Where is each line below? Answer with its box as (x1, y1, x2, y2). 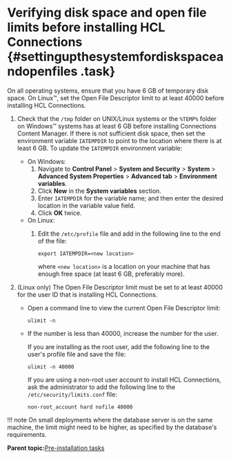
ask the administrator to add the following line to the (27, 382, 176, 391)
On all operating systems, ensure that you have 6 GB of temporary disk (7, 86, 209, 95)
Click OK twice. (37, 209, 82, 217)
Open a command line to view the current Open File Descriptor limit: (27, 303, 221, 312)
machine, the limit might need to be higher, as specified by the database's (7, 423, 217, 431)
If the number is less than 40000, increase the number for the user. (27, 329, 219, 337)
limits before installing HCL (7, 19, 165, 35)
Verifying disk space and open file (7, 5, 207, 21)
